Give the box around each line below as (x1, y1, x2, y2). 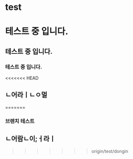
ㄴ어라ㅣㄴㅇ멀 (5, 91, 48, 99)
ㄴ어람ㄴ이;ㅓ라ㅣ (5, 135, 56, 143)
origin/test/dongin (91, 148, 129, 154)
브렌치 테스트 (5, 118, 35, 125)
